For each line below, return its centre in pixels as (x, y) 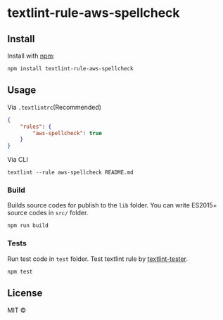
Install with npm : (31, 56)
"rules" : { (36, 127)
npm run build (28, 226)
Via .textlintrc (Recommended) (55, 107)
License (25, 293)
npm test (20, 271)
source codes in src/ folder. (48, 213)
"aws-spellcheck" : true (67, 133)
